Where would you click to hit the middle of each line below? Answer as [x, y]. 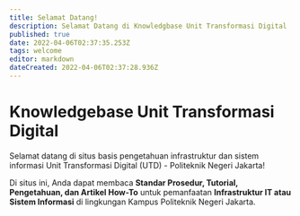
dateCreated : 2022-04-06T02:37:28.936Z [84, 68]
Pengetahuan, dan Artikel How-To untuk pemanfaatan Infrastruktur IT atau [150, 192]
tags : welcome [36, 51]
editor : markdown [42, 59]
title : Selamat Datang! [54, 17]
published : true [40, 34]
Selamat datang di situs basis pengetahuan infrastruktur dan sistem [134, 156]
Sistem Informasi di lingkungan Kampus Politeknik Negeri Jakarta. [132, 202]
